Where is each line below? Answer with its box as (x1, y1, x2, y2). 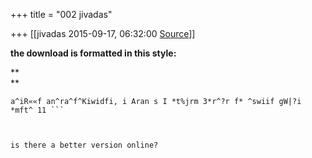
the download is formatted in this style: (10, 47, 177, 59)
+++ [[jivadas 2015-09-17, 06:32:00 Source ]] (10, 28, 196, 39)
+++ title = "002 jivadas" (10, 9, 113, 20)
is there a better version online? (10, 140, 159, 150)
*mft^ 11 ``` (10, 105, 65, 115)
